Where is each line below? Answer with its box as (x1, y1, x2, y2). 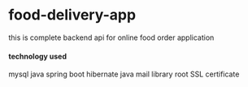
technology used (8, 51, 67, 61)
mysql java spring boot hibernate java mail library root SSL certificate (8, 69, 240, 79)
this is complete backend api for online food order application (8, 33, 215, 42)
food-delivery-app (8, 6, 137, 24)
